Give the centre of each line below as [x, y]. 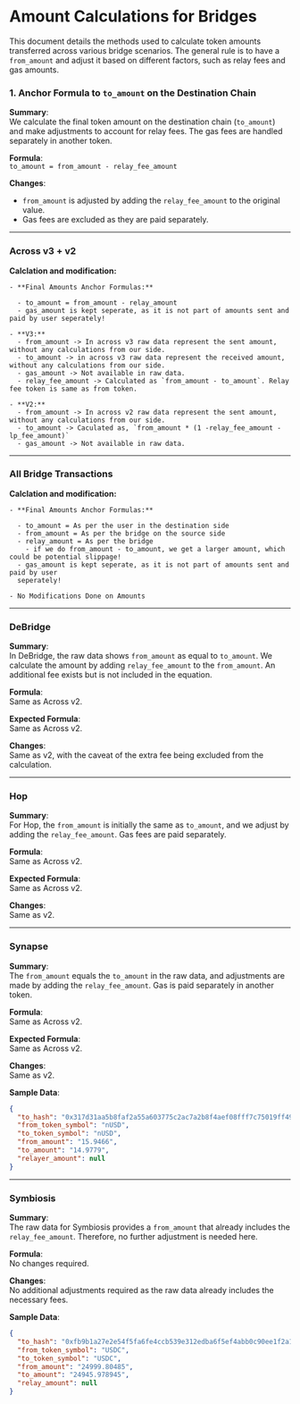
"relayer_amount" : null [61, 1158]
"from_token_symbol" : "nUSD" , [73, 1125]
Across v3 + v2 [43, 251]
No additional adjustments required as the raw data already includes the [142, 1291]
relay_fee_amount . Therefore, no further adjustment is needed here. [133, 1237]
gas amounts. [34, 70]
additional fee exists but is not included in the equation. [111, 675]
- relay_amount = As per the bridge [85, 541]
